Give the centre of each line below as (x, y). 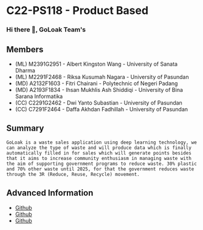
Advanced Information (50, 193)
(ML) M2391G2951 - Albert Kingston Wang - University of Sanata (96, 64)
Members (25, 49)
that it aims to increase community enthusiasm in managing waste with (99, 158)
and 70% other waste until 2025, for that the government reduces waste (100, 169)
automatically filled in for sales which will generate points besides (99, 153)
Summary (25, 128)
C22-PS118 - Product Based (77, 11)
